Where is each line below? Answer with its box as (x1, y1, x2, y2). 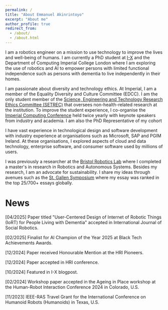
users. (5, 149, 19, 155)
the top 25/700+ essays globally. (5, 179, 73, 186)
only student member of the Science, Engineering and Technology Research (5, 96, 163, 102)
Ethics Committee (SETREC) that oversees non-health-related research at (5, 101, 157, 108)
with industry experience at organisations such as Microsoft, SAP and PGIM (5, 133, 161, 139)
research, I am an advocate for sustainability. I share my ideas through (5, 169, 150, 175)
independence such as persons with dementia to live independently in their (5, 70, 160, 76)
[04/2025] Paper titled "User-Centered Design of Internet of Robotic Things (5, 214, 162, 220)
